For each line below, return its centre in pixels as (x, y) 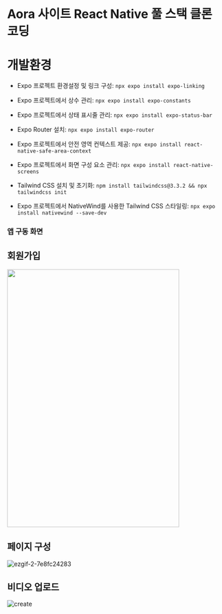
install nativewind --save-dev (62, 213)
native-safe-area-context (54, 151)
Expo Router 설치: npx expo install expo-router (86, 130)
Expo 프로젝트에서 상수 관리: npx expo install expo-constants (104, 100)
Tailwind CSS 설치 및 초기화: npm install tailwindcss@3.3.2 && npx (112, 186)
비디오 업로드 (33, 588)
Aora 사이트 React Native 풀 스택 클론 (110, 14)
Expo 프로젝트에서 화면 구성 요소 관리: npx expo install (93, 165)
